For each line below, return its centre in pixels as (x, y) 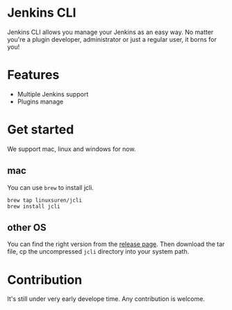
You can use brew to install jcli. (50, 187)
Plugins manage (40, 101)
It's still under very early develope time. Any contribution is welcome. (106, 299)
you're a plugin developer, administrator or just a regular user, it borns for (112, 39)
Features (33, 75)
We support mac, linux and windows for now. (72, 149)
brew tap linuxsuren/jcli (44, 200)
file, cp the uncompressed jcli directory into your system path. (98, 252)
